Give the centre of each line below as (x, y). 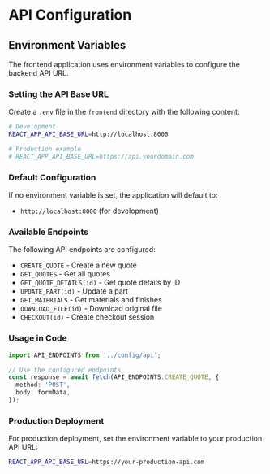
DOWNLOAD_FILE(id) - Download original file (91, 309)
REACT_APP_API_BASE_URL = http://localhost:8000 (88, 135)
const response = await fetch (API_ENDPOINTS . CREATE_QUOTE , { (114, 377)
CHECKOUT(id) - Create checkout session (87, 317)
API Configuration (70, 15)
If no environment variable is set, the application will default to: (113, 195)
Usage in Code (38, 338)
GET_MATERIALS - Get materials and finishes (91, 300)
